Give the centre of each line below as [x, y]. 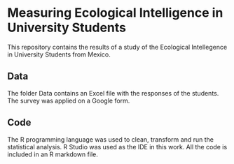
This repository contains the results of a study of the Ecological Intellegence [117, 47]
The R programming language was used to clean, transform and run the [110, 139]
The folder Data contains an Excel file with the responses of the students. [113, 93]
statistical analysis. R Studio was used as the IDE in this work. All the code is [117, 147]
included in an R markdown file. [53, 154]
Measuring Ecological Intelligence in [115, 13]
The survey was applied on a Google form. [69, 100]
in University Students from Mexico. [59, 54]
